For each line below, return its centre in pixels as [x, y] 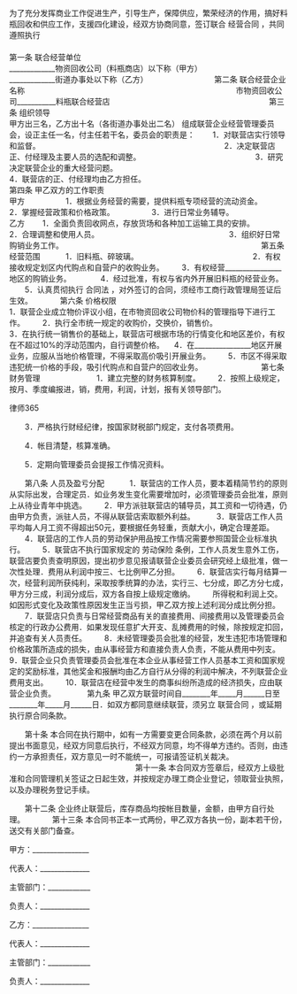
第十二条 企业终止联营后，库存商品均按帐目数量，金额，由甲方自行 [145, 809]
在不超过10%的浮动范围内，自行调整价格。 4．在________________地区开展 [146, 345]
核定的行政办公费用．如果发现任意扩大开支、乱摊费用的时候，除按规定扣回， [148, 627]
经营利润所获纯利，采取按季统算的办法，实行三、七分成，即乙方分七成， [156, 583]
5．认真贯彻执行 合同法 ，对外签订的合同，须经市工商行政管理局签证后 [153, 289]
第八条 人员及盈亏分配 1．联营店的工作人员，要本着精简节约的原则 [156, 483]
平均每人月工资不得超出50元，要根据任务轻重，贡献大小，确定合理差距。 [142, 528]
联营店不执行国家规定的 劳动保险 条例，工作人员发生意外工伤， [169, 550]
